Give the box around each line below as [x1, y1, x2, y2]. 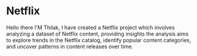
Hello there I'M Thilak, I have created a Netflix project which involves [6, 24, 175, 31]
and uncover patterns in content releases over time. [6, 43, 133, 50]
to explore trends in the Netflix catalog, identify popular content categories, [6, 36, 192, 43]
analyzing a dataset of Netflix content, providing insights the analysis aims [6, 30, 189, 37]
